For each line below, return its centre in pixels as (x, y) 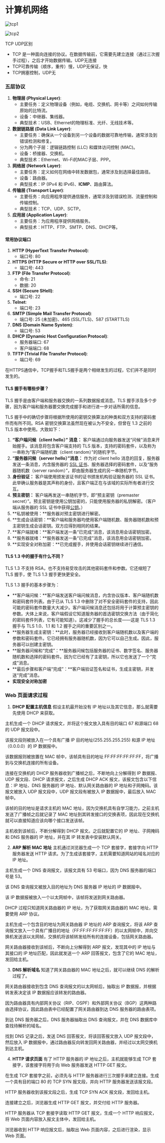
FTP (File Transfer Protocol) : (41, 273)
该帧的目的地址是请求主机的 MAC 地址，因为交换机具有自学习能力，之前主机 (82, 808)
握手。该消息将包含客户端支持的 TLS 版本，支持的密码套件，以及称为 (86, 446)
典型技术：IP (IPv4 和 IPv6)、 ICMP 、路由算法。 (68, 184)
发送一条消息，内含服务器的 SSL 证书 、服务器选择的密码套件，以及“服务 (85, 464)
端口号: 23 (30, 308)
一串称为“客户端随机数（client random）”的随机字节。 (66, 452)
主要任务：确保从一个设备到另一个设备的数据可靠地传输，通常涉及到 (88, 135)
